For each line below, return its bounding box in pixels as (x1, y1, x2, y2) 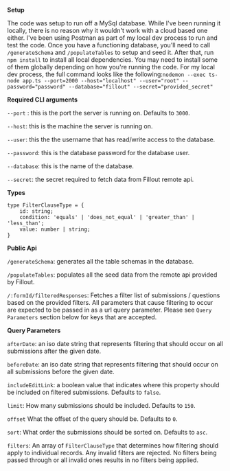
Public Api (7, 244, 37, 252)
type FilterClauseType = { (7, 202, 84, 209)
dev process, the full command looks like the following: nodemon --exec (7, 70, 206, 78)
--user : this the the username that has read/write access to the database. (7, 135, 216, 143)
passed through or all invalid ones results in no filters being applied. (7, 456, 199, 464)
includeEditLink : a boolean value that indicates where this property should (7, 381, 220, 389)
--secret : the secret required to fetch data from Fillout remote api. (7, 175, 194, 183)
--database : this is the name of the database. (7, 162, 134, 170)
